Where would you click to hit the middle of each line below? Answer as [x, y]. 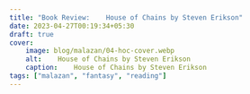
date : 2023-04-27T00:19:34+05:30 [72, 26]
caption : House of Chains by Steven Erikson [116, 68]
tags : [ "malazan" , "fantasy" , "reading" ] [88, 76]
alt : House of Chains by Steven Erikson [108, 59]
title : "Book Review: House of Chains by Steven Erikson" [126, 17]
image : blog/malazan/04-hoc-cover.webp [100, 51]
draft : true [31, 34]
